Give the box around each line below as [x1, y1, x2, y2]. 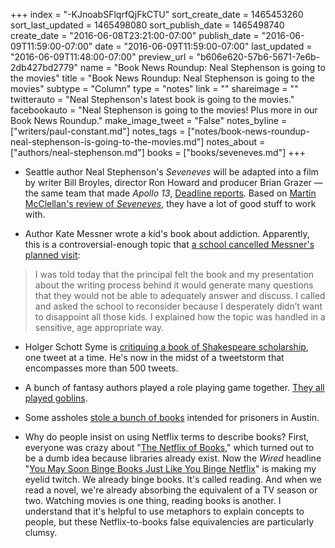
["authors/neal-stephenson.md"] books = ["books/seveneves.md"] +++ [10, 147, 307, 158]
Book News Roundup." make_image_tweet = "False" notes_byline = [10, 115, 288, 126]
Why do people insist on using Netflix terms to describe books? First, [24, 431, 310, 443]
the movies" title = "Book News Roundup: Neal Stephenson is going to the [10, 72, 315, 84]
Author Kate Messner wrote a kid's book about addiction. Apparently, [24, 228, 310, 239]
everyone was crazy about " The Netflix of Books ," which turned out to [24, 442, 315, 453]
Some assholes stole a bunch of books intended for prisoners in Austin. [24, 412, 320, 423]
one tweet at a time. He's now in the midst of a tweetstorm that [24, 352, 285, 363]
